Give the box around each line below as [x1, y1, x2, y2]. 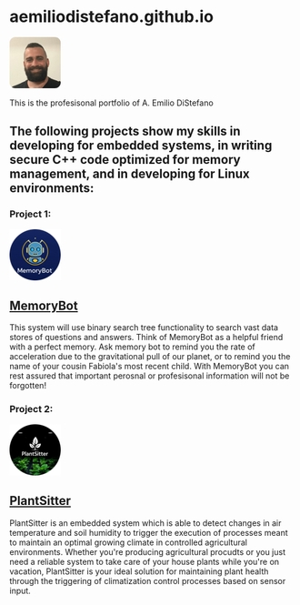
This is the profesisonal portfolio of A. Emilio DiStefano [9, 97, 214, 108]
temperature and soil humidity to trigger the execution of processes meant [9, 527, 288, 538]
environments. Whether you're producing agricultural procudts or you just [9, 546, 286, 557]
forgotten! [9, 380, 47, 391]
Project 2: [9, 403, 54, 416]
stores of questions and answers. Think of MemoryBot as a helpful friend [9, 332, 284, 343]
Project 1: [9, 207, 52, 220]
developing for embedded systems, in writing [9, 138, 273, 154]
